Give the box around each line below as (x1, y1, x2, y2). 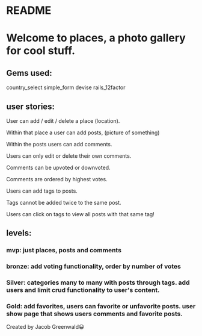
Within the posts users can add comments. (6, 141, 112, 148)
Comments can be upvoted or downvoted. (6, 164, 111, 171)
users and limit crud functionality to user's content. (6, 286, 161, 294)
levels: (6, 228, 32, 238)
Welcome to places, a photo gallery (6, 31, 186, 45)
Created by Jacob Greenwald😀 (6, 323, 85, 331)
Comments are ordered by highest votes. (6, 176, 108, 182)
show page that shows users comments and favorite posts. (6, 310, 183, 318)
